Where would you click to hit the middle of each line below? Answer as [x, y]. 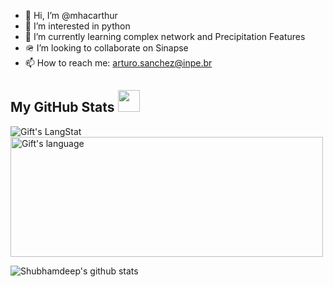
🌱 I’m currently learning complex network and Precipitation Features [165, 36]
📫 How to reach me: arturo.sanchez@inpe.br [118, 63]
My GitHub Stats [62, 107]
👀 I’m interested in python [77, 26]
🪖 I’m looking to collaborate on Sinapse [106, 48]
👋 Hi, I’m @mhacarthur [71, 15]
